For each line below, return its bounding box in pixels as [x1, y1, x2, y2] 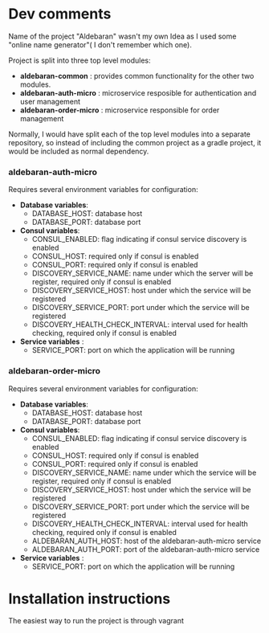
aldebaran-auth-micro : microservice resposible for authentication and [19, 88, 257, 97]
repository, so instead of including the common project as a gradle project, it [8, 137, 262, 147]
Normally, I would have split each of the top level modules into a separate [8, 129, 251, 139]
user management [19, 96, 81, 106]
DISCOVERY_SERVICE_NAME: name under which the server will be [31, 268, 254, 278]
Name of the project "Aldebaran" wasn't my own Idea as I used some [8, 31, 237, 41]
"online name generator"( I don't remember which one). [8, 39, 193, 49]
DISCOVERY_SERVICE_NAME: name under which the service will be [31, 468, 257, 477]
